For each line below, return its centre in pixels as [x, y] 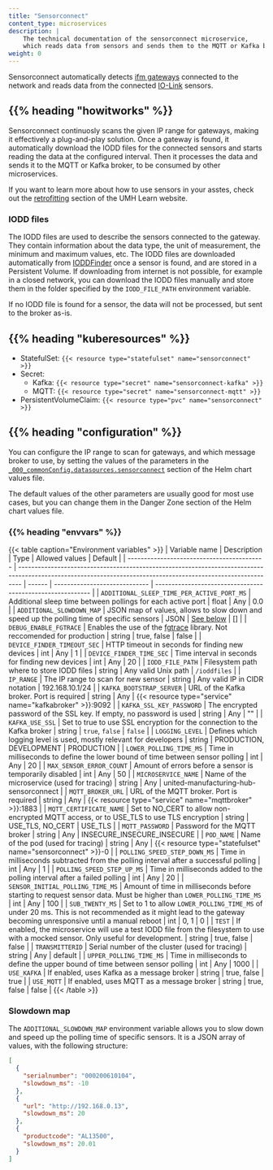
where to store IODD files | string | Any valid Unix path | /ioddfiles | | [125, 670]
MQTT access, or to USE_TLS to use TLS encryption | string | [147, 817]
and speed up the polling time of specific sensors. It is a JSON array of [127, 1038]
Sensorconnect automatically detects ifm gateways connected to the [123, 77]
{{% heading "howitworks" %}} [91, 111]
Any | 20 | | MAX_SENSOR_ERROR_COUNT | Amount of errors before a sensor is [131, 765]
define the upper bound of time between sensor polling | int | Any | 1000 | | [134, 964]
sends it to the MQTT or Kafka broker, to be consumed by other [115, 165]
